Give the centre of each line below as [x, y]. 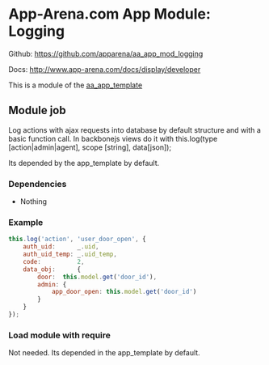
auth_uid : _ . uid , [61, 247]
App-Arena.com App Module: [110, 14]
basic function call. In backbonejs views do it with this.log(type [113, 138]
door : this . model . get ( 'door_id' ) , [97, 277]
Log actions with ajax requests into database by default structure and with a [134, 129]
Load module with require [60, 335]
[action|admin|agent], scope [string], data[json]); [90, 147]
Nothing [33, 202]
